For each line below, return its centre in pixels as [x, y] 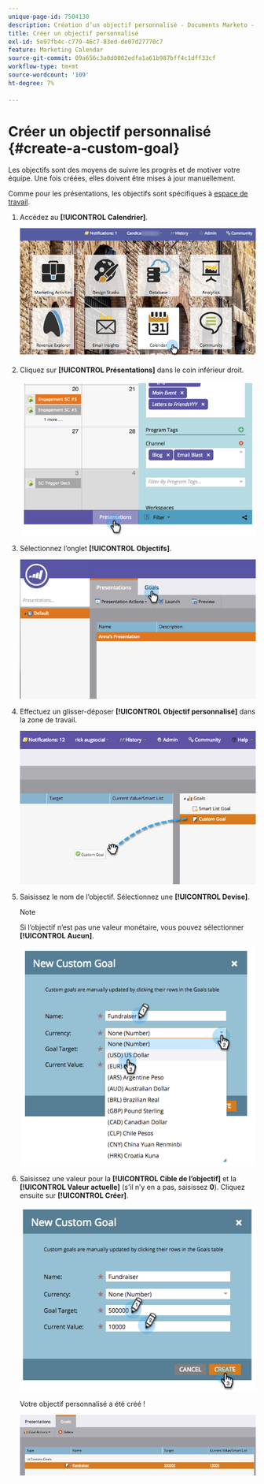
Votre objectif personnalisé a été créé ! [82, 1404]
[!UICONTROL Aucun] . [57, 936]
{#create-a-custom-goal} [94, 148]
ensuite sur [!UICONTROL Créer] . [74, 1195]
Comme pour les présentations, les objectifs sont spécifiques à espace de [128, 194]
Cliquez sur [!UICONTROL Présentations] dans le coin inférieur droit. [132, 370]
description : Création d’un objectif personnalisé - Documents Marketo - [132, 25]
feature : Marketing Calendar [56, 50]
